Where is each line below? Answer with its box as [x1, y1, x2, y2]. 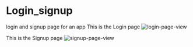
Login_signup [6, 4, 73, 17]
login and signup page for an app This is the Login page [6, 23, 141, 30]
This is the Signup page [6, 34, 63, 41]
